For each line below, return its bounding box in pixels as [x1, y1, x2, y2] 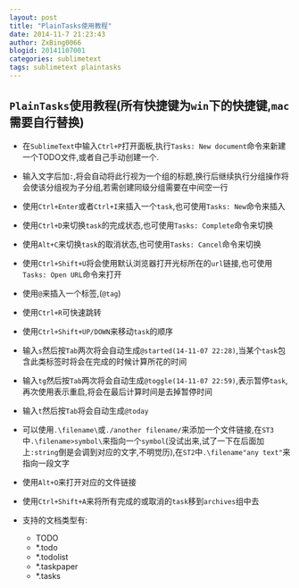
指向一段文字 [21, 458, 70, 468]
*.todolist [35, 551, 69, 562]
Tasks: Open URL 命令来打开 [21, 269, 122, 280]
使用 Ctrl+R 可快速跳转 [21, 307, 102, 317]
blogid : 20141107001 [9, 46, 87, 55]
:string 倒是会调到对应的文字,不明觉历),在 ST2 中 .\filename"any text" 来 [29, 446, 291, 457]
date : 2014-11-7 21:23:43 [9, 29, 105, 38]
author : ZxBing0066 [9, 38, 82, 47]
